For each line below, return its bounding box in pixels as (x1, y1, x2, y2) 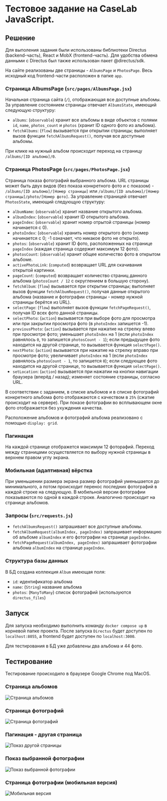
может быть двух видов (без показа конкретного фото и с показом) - (5, 183, 154, 189)
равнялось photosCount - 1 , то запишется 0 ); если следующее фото (12, 357, 157, 364)
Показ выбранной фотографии (5, 755, 84, 762)
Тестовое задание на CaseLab (5, 3, 137, 15)
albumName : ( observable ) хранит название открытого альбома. (12, 208, 143, 214)
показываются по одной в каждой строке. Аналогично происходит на (5, 494, 155, 500)
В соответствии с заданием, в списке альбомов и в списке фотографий (5, 388, 159, 394)
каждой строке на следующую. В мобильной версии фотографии (5, 489, 145, 495)
